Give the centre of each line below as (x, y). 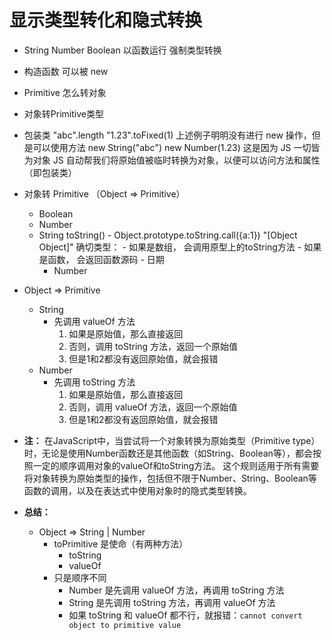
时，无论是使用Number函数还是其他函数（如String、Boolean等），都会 (168, 453)
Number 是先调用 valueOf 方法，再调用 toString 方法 (176, 590)
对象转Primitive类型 (63, 113)
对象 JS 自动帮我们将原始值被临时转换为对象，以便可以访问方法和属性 (176, 160)
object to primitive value (125, 625)
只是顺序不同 (80, 577)
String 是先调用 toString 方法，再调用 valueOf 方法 (172, 602)
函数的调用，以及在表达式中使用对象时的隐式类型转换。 (137, 490)
